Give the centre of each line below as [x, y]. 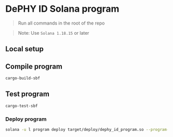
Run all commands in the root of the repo [61, 23]
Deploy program [26, 119]
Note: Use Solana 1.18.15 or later [54, 33]
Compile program [34, 66]
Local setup [24, 49]
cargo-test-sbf [22, 106]
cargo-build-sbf [23, 78]
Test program [28, 94]
